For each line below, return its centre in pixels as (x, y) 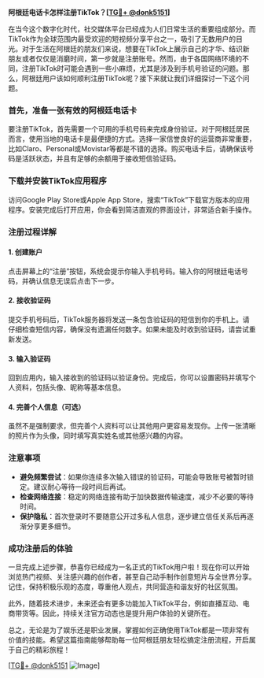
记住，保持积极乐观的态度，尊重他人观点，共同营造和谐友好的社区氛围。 (125, 587)
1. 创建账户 (26, 252)
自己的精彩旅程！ (42, 650)
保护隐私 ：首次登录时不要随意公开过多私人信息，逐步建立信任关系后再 (133, 516)
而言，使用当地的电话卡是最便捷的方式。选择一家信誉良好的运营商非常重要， (132, 139)
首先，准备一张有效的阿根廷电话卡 (73, 110)
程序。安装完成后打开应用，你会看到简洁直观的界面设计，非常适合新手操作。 (132, 209)
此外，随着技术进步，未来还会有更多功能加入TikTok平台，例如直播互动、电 (129, 603)
